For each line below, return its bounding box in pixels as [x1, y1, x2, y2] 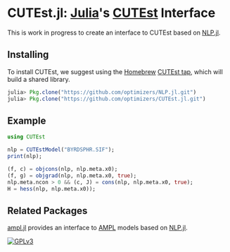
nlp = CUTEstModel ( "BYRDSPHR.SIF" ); [7, 146, 115, 153]
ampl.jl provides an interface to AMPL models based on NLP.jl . [7, 224, 188, 232]
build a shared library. [7, 75, 70, 83]
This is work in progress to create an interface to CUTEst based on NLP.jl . [7, 28, 221, 37]
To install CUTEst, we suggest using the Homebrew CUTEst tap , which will [7, 67, 223, 76]
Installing [7, 49, 49, 61]
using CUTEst [7, 133, 46, 140]
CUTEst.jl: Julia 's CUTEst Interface [7, 5, 216, 21]
